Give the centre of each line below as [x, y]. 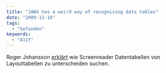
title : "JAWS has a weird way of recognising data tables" [82, 12]
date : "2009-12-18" [31, 17]
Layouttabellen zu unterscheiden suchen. [58, 63]
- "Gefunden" [28, 29]
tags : [13, 23]
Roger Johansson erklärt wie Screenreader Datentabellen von [83, 57]
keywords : [19, 34]
